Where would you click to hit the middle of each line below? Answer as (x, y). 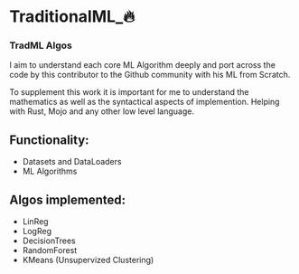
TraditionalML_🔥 (72, 17)
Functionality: (49, 140)
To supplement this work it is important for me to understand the (129, 92)
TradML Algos (41, 45)
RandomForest (50, 250)
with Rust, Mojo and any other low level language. (102, 111)
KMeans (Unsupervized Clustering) (88, 260)
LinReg (35, 222)
